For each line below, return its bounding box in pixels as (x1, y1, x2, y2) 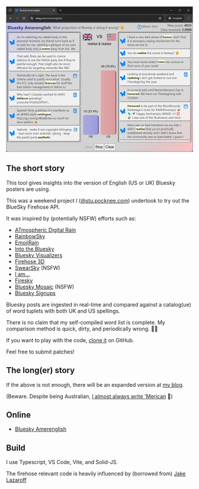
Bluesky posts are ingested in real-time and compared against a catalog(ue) (6, 301, 191, 308)
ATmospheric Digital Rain (14, 226, 76, 234)
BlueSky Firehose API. (6, 203, 60, 210)
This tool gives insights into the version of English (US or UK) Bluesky (6, 179, 176, 186)
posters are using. (6, 185, 50, 193)
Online (6, 410, 31, 420)
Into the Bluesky (14, 245, 54, 253)
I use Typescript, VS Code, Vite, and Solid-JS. (6, 459, 118, 466)
